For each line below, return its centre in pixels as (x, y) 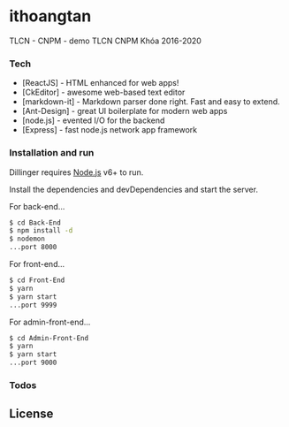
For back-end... (37, 206)
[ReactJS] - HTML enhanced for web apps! (100, 83)
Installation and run (52, 153)
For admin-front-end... (50, 322)
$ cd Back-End (35, 223)
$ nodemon (27, 239)
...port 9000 (33, 363)
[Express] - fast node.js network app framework (109, 130)
